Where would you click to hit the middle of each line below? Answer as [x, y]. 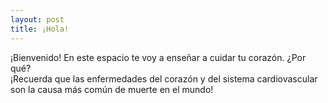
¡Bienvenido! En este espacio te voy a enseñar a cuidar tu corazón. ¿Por [158, 57]
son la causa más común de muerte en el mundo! [112, 89]
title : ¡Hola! [40, 29]
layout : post [37, 19]
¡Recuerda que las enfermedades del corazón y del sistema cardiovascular [164, 78]
